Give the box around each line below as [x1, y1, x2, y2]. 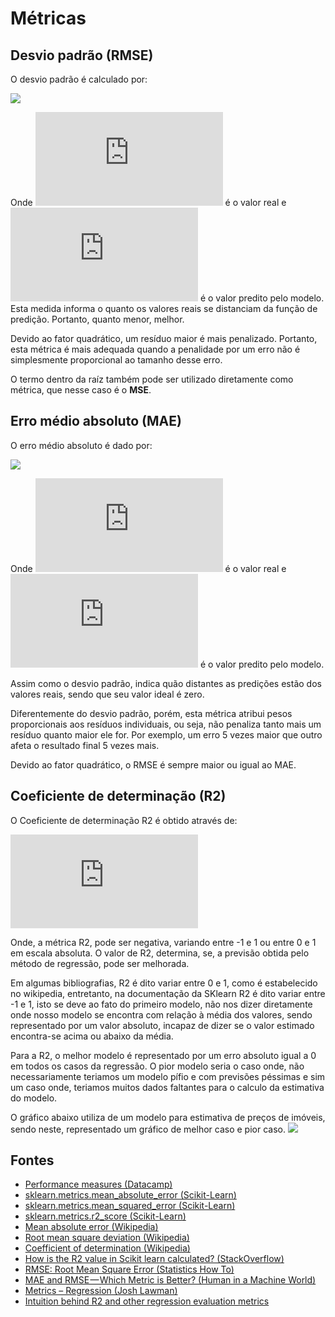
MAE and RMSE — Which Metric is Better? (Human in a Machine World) [24, 1274, 317, 1286]
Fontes [10, 1152, 55, 1169]
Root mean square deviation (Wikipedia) [24, 1232, 190, 1244]
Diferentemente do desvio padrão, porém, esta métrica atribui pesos [10, 707, 293, 719]
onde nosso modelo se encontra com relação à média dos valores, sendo [10, 1008, 313, 1021]
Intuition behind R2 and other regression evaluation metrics [24, 1295, 270, 1307]
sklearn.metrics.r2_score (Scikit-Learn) [24, 1210, 187, 1222]
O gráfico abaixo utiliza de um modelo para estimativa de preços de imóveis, [10, 1111, 326, 1123]
